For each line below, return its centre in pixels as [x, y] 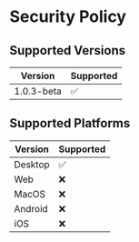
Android [31, 208]
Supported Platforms [70, 123]
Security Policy [68, 17]
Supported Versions [67, 50]
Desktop [32, 164]
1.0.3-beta [38, 91]
